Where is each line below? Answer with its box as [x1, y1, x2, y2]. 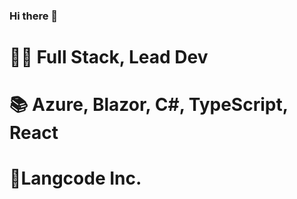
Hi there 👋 [9, 9, 59, 23]
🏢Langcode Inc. [9, 167, 142, 190]
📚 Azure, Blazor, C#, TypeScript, [9, 94, 289, 116]
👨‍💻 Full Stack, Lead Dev [9, 46, 209, 69]
